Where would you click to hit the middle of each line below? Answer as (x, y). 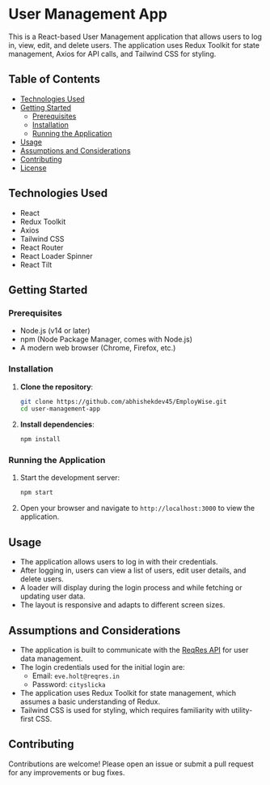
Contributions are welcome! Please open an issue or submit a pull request (131, 764)
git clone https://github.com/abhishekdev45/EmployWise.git (123, 401)
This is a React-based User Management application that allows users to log (135, 36)
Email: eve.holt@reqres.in (76, 676)
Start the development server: (70, 478)
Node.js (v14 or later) (55, 331)
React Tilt (36, 264)
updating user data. (53, 596)
